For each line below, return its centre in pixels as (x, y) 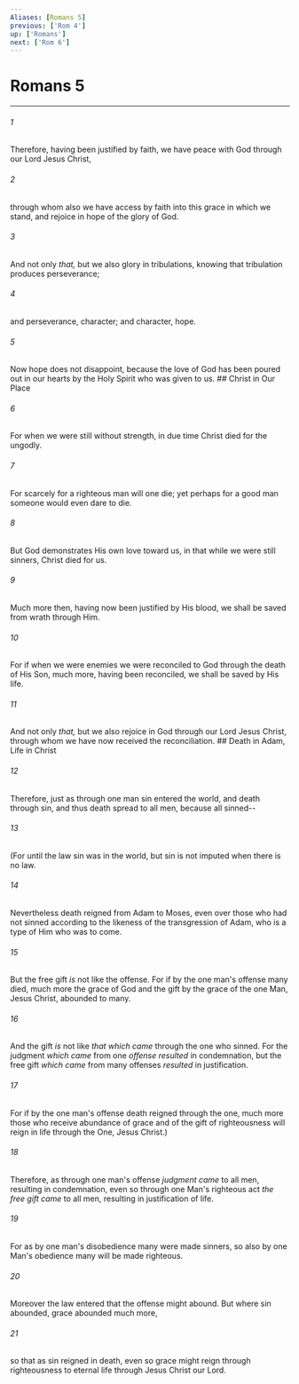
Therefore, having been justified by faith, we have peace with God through (146, 150)
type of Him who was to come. (66, 932)
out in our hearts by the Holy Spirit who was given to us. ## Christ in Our (143, 379)
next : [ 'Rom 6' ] (40, 42)
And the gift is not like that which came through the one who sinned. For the (149, 1046)
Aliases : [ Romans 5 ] (48, 17)
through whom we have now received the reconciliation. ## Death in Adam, (148, 741)
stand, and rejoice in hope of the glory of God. (94, 216)
